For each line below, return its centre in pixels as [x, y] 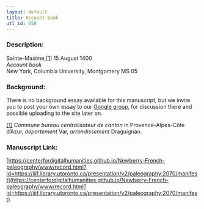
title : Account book [33, 18]
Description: [25, 45]
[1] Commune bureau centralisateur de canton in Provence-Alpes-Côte [96, 125]
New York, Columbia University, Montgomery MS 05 [72, 71]
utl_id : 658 [21, 23]
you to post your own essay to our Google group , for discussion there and [99, 106]
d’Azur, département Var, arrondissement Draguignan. [74, 131]
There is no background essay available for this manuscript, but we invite [98, 100]
